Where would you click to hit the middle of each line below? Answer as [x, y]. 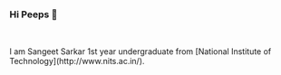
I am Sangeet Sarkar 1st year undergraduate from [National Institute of [140, 52]
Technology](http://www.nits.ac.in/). [77, 61]
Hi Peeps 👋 [34, 14]
